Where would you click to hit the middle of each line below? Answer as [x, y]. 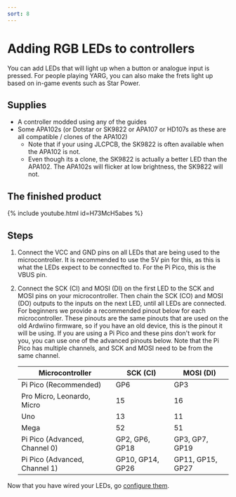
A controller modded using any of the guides [82, 122]
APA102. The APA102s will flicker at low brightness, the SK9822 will [125, 167]
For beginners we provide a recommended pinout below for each [111, 311]
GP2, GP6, [133, 439]
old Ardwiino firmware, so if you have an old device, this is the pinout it [120, 325]
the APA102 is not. [54, 152]
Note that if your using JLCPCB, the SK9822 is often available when [126, 144]
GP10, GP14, [137, 459]
